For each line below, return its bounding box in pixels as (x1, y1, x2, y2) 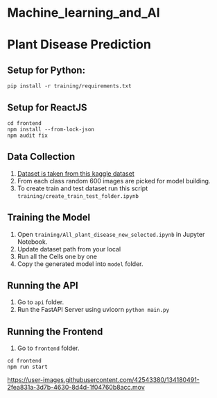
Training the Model (7, 212, 91, 224)
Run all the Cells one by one (17, 252, 98, 260)
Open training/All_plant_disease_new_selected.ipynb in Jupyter (17, 230, 205, 238)
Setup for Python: (7, 64, 85, 76)
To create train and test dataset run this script (17, 184, 148, 192)
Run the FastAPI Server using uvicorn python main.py (17, 306, 170, 314)
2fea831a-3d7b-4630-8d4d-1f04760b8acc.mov (7, 383, 146, 392)
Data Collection (7, 151, 76, 163)
